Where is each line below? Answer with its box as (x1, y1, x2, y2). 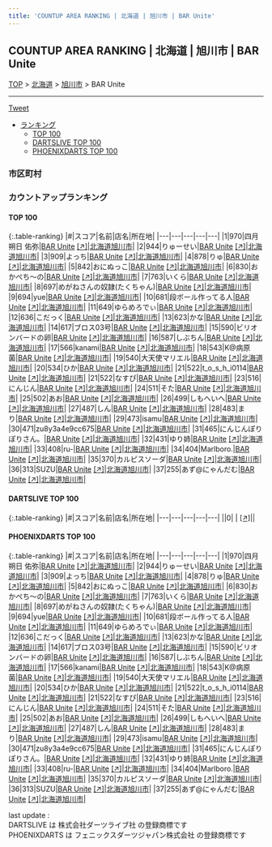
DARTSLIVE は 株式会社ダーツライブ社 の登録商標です (8, 819, 188, 829)
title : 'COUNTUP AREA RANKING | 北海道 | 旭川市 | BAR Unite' (8, 11, 215, 20)
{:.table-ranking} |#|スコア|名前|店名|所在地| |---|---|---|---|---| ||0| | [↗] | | (8, 512, 256, 523)
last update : (8, 810, 50, 819)
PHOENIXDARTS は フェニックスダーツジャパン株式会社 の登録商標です (8, 830, 247, 840)
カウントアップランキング (8, 192, 108, 203)
